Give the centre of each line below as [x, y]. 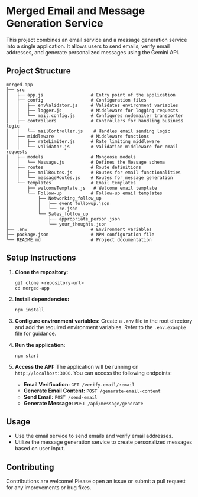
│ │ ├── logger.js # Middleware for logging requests [92, 111]
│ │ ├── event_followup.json [58, 203]
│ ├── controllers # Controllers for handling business [95, 121]
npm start [27, 356]
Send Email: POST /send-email [60, 397]
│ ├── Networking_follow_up [54, 198]
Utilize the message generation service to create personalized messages [103, 442]
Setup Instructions [41, 258]
